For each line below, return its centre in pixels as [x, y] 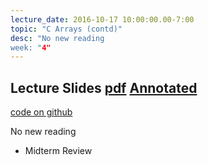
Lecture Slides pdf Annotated [104, 87]
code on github [41, 112]
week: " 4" [31, 47]
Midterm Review [58, 151]
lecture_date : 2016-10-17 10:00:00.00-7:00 [102, 19]
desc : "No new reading [57, 38]
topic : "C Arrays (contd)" [66, 29]
